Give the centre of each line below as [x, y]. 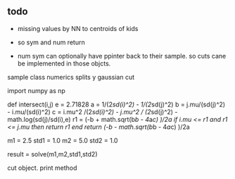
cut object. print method [42, 168]
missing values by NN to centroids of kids [78, 28]
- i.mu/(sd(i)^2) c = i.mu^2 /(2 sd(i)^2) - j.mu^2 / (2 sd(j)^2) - [93, 111]
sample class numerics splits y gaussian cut [71, 77]
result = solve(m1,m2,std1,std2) [52, 154]
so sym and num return [51, 42]
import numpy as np [36, 90]
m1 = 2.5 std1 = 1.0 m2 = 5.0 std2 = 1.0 [63, 140]
